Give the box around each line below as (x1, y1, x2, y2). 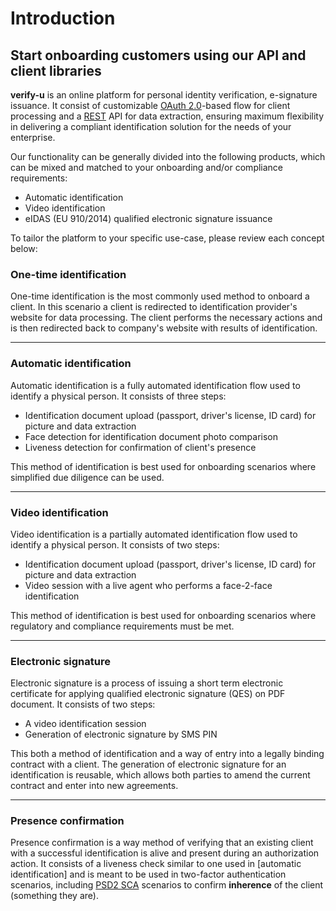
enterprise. (10, 132, 56, 143)
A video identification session (24, 718, 147, 730)
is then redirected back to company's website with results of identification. (10, 322, 318, 334)
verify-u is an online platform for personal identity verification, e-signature (10, 89, 318, 101)
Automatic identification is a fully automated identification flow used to (10, 379, 301, 391)
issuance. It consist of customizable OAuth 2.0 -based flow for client (10, 100, 291, 111)
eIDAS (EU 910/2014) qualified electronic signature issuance (24, 213, 273, 224)
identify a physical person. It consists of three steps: (10, 390, 227, 402)
